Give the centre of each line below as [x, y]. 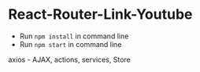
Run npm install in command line [74, 36]
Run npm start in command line [70, 44]
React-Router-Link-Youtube [100, 14]
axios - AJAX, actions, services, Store [70, 59]
